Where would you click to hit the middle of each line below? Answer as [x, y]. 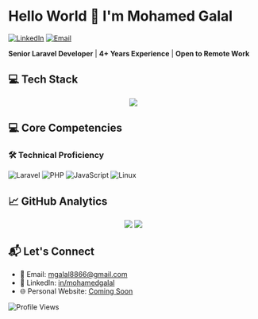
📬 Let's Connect [52, 251]
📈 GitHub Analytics [58, 201]
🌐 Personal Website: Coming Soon [76, 291]
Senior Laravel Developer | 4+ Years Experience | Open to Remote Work [129, 53]
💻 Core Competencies [65, 128]
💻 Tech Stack [43, 80]
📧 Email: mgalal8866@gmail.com [73, 275]
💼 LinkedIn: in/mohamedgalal [67, 283]
